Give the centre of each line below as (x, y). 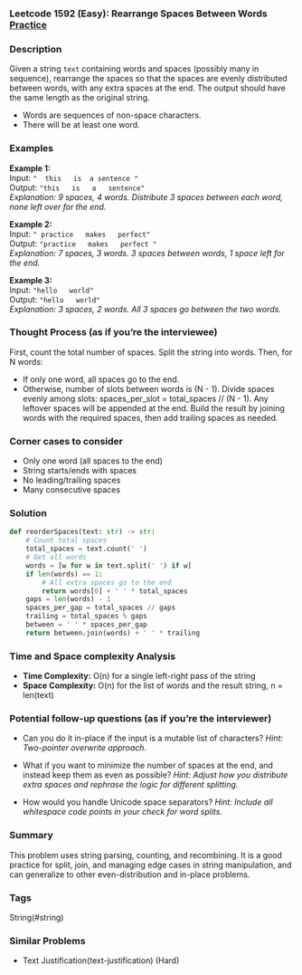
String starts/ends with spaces (80, 471)
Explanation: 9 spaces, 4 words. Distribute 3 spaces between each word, (146, 196)
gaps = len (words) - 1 (68, 599)
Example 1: (30, 168)
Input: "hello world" (52, 290)
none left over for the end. (58, 206)
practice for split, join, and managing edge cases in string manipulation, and (151, 865)
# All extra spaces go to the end (107, 582)
